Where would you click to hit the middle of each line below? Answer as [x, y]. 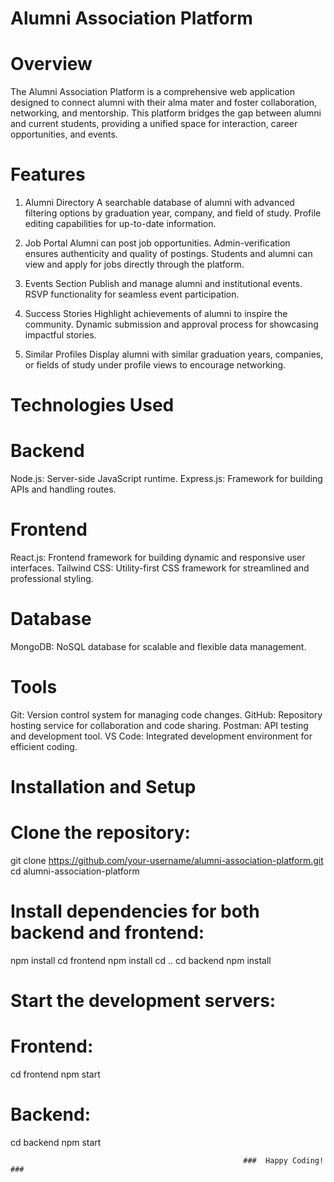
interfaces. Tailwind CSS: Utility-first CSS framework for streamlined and [160, 568]
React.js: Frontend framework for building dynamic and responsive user [158, 558]
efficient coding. [44, 746]
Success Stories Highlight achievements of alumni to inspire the [156, 314]
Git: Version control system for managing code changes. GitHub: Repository [166, 715]
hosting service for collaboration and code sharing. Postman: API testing [159, 725]
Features [48, 174]
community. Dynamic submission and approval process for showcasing [171, 324]
